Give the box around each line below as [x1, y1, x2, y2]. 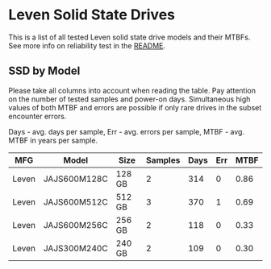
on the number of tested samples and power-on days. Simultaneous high [8, 94, 251, 104]
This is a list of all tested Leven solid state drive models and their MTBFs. [8, 32, 251, 42]
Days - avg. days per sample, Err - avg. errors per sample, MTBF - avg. [8, 126, 244, 136]
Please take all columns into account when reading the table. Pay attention [8, 85, 256, 95]
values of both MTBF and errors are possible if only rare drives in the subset [8, 102, 262, 112]
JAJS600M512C [43, 196, 109, 207]
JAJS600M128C [43, 173, 109, 184]
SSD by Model [8, 64, 81, 78]
